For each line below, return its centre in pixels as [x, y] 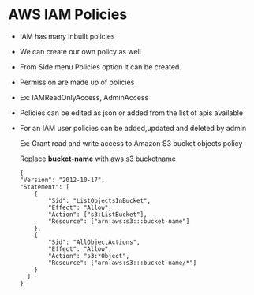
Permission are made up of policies [77, 82]
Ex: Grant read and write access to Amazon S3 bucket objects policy [131, 143]
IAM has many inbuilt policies [67, 36]
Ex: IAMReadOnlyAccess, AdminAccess [84, 97]
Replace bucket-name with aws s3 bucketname [97, 159]
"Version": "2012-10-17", [62, 180]
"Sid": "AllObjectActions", [94, 242]
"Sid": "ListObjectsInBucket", [100, 200]
